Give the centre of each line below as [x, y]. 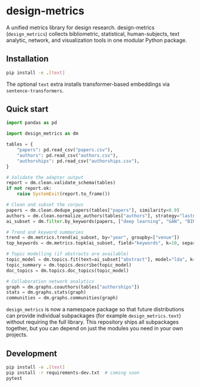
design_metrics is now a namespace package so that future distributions [95, 309]
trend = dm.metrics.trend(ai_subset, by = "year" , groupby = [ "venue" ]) [93, 238]
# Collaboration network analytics [50, 281]
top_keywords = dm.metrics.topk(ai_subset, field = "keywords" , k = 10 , [93, 243]
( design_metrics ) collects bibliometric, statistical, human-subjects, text [93, 33]
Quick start [27, 109]
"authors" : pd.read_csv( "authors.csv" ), [68, 155]
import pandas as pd [32, 123]
